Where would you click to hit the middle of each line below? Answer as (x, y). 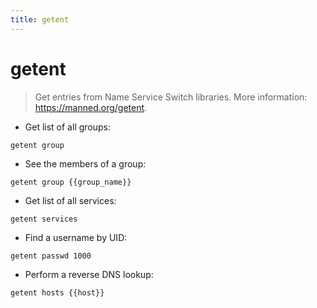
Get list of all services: (70, 200)
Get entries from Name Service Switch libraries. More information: (171, 97)
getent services (44, 219)
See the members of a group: (85, 163)
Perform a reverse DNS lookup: (89, 274)
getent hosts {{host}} (57, 292)
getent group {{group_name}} (71, 182)
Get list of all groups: (67, 127)
